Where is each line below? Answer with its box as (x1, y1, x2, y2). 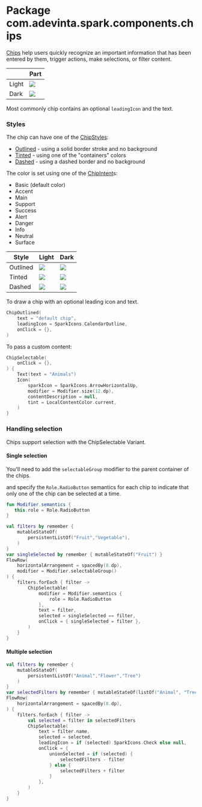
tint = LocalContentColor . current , (28, 399, 117, 406)
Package (6, 4, 51, 17)
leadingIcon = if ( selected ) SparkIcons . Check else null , (38, 740, 187, 746)
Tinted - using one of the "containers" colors (14, 151, 126, 159)
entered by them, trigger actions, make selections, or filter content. (6, 55, 173, 62)
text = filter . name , (38, 728, 90, 735)
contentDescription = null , (28, 394, 98, 400)
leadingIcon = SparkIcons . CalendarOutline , (17, 321, 128, 327)
